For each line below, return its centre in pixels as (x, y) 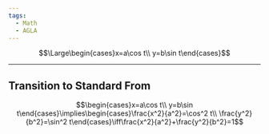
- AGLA (26, 30)
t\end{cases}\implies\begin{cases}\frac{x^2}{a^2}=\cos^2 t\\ (117, 113)
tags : (17, 16)
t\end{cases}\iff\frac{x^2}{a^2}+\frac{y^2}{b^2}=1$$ (157, 122)
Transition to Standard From (79, 86)
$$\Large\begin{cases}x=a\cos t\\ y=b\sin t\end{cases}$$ (134, 53)
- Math (26, 23)
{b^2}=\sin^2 (46, 122)
